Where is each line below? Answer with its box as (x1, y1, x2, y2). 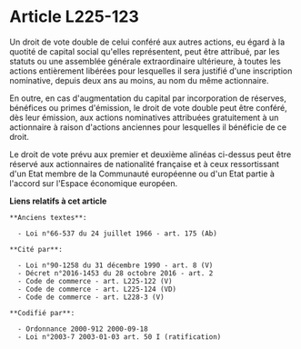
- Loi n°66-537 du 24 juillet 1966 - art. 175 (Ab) (17, 229, 218, 238)
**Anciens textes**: (9, 213, 88, 222)
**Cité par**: (9, 244, 64, 254)
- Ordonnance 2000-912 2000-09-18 (17, 324, 148, 334)
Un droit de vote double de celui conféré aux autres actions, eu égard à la (9, 36, 286, 47)
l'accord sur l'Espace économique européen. (9, 177, 178, 188)
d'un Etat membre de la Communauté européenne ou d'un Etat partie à (9, 168, 276, 179)
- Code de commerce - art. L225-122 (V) (17, 276, 173, 285)
